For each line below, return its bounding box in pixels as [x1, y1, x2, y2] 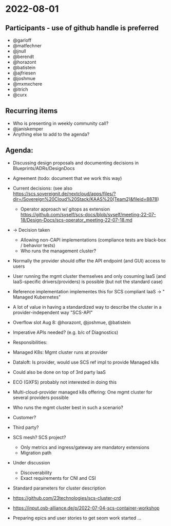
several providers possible [12, 394, 69, 401]
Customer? [12, 414, 36, 420]
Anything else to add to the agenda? [12, 131, 90, 137]
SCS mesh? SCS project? [12, 434, 66, 440]
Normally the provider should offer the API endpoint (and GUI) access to [12, 257, 166, 264]
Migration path [20, 449, 52, 456]
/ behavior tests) [20, 242, 55, 248]
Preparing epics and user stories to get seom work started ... [12, 515, 142, 521]
